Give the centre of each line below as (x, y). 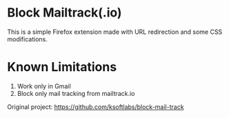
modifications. (28, 39)
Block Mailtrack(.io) (64, 13)
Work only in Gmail (44, 86)
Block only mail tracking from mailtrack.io (76, 93)
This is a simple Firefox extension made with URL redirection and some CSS (115, 32)
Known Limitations (62, 67)
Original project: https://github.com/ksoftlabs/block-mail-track (96, 107)
